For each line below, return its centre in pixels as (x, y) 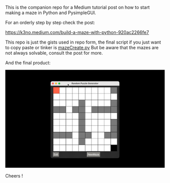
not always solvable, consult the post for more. (54, 53)
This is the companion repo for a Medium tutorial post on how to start (78, 7)
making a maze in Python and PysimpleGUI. (51, 13)
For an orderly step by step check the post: (50, 23)
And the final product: (28, 63)
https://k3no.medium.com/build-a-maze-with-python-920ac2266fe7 (77, 32)
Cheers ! (14, 176)
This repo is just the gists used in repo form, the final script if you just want (83, 42)
